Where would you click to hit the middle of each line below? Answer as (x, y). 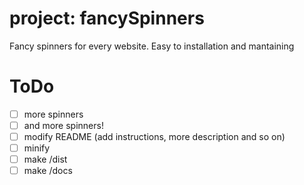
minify (37, 148)
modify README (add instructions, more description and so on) (154, 136)
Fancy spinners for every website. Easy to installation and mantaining (152, 46)
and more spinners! (63, 125)
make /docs (48, 171)
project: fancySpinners (107, 18)
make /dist (45, 159)
